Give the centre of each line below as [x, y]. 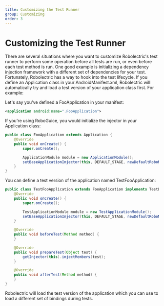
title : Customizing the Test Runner [42, 10]
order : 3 [14, 19]
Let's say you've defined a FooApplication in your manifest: [65, 102]
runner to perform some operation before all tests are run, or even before [79, 62]
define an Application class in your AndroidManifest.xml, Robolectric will [78, 82]
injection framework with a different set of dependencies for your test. [76, 72]
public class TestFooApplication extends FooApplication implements [76, 189]
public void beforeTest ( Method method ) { [56, 235]
